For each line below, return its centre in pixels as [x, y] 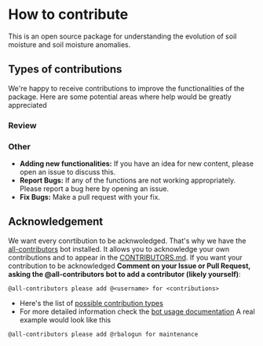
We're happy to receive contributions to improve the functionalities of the [126, 88]
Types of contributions [65, 70]
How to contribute [68, 15]
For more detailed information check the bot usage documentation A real [137, 311]
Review [22, 125]
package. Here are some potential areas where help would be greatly [120, 97]
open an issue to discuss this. [68, 171]
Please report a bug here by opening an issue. [94, 188]
